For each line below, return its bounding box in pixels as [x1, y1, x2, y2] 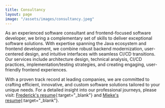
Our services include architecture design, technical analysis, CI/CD [5, 56, 143, 62]
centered [5, 51, 24, 57]
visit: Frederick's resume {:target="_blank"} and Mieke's [5, 92, 119, 98]
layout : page [5, 12, 32, 17]
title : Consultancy [5, 7, 46, 12]
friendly [5, 67, 21, 73]
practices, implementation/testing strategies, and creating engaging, [5, 61, 146, 67]
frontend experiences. [22, 67, 68, 73]
